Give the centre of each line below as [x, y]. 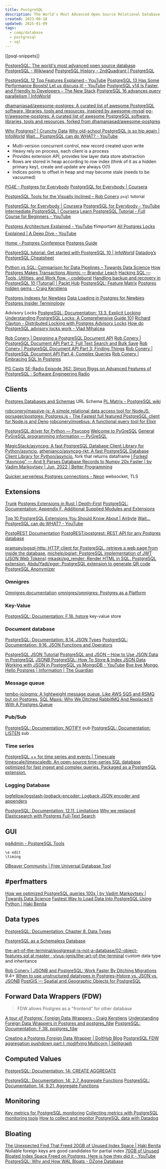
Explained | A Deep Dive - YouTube [41, 233]
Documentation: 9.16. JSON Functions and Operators [59, 645]
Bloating [18, 1134]
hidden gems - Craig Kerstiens [36, 288]
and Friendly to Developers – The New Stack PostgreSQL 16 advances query [83, 91]
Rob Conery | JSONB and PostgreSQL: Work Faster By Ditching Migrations [81, 970]
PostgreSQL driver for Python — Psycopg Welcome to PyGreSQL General [80, 431]
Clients [16, 389]
